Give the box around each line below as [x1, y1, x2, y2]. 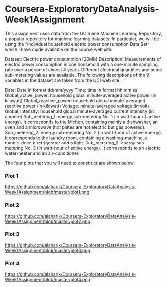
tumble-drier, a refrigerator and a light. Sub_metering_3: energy [5, 140, 136, 145]
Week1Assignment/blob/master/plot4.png [5, 277, 91, 283]
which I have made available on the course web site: [5, 46, 113, 52]
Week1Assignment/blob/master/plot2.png [5, 218, 91, 224]
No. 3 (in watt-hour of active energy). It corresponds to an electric [24, 145, 161, 151]
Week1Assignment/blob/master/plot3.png [5, 247, 91, 253]
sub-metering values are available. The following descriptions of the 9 [5, 72, 149, 78]
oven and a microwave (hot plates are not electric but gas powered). [5, 124, 146, 130]
